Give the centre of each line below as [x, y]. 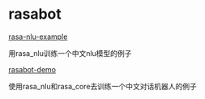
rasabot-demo [32, 69]
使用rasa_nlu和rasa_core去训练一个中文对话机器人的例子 [102, 86]
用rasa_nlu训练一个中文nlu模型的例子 [70, 53]
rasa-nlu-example [38, 37]
